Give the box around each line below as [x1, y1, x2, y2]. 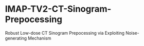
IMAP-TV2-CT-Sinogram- [5, 3, 111, 15]
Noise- [126, 30, 140, 36]
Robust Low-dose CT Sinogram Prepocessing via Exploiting [5, 30, 125, 36]
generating [5, 35, 27, 41]
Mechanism [28, 35, 52, 41]
